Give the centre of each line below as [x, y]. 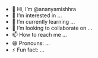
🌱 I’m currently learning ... [43, 22]
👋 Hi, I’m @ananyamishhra [44, 9]
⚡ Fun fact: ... [28, 50]
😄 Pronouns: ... [31, 43]
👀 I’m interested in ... [37, 15]
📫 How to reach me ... [39, 35]
